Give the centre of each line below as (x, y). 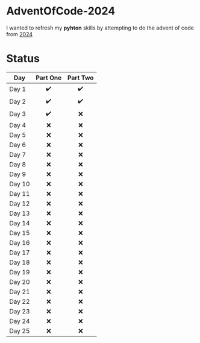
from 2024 (20, 34)
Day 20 (20, 282)
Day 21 (20, 292)
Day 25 (20, 331)
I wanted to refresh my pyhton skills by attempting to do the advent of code (100, 28)
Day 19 (20, 272)
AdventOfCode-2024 (61, 11)
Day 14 (20, 223)
